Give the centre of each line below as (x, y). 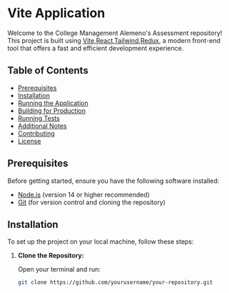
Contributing (36, 133)
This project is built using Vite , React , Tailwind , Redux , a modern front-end (114, 40)
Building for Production (52, 110)
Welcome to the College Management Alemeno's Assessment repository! (115, 33)
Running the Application (53, 103)
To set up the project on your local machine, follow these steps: (101, 242)
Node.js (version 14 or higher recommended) (83, 194)
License (29, 141)
